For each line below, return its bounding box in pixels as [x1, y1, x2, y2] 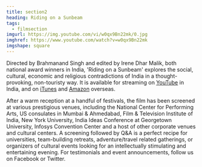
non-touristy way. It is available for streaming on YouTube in [34, 78, 184, 86]
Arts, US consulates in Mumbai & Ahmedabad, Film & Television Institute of [6, 110, 193, 117]
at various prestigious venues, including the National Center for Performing [6, 103, 194, 111]
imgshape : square [6, 43, 50, 49]
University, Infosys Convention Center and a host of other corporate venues [6, 123, 196, 130]
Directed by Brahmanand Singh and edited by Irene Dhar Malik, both [6, 59, 177, 67]
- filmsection [12, 26, 47, 32]
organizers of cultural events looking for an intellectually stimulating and [6, 142, 186, 149]
